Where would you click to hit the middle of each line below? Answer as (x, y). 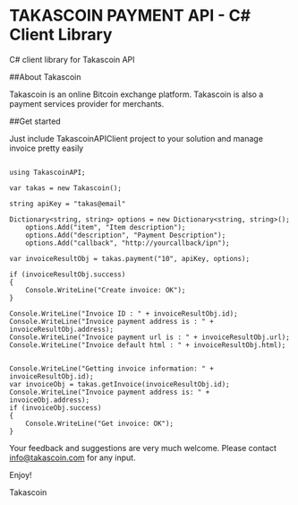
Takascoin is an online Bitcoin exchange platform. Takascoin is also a (136, 94)
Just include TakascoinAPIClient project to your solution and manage (136, 138)
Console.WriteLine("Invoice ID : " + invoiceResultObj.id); (124, 313)
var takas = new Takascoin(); (66, 188)
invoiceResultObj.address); (62, 329)
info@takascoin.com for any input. (72, 457)
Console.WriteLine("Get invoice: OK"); (100, 423)
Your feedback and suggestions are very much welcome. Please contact (143, 448)
